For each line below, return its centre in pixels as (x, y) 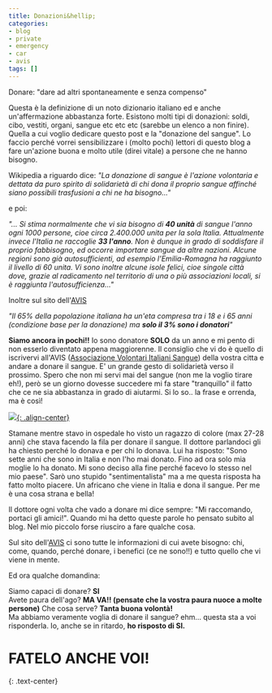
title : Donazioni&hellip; (52, 16)
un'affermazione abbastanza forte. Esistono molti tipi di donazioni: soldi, (129, 116)
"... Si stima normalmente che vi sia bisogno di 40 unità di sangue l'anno (131, 223)
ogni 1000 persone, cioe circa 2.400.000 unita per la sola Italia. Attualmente (136, 232)
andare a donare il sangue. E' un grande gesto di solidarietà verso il (121, 366)
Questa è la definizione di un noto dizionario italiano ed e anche (115, 107)
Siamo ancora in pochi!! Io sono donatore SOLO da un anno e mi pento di (132, 340)
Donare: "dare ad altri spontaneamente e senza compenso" (108, 92)
